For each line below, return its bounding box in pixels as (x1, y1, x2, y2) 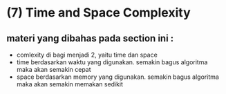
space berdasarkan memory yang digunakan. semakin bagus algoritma (16, 73, 219, 81)
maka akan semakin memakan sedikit (16, 80, 124, 88)
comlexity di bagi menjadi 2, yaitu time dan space (16, 50, 158, 59)
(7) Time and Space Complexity (6, 5, 191, 21)
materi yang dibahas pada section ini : (6, 32, 174, 44)
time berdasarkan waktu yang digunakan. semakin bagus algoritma (16, 58, 208, 66)
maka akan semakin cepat (16, 66, 91, 73)
